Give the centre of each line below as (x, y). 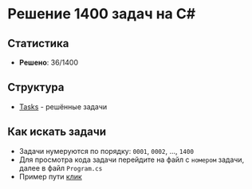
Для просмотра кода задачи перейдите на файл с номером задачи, (132, 159)
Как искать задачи (57, 132)
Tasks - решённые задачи (63, 106)
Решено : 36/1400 (49, 62)
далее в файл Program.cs (61, 167)
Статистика (38, 43)
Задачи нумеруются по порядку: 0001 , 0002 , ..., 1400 (106, 151)
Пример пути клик (51, 176)
